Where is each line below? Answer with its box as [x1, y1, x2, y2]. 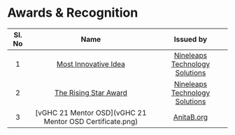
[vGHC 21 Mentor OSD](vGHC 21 [34, 108, 147, 118]
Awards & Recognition [7, 5, 138, 21]
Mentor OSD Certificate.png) [43, 116, 138, 126]
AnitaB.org [173, 112, 208, 122]
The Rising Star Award [55, 88, 128, 97]
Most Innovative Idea [56, 59, 126, 69]
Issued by [173, 34, 208, 44]
